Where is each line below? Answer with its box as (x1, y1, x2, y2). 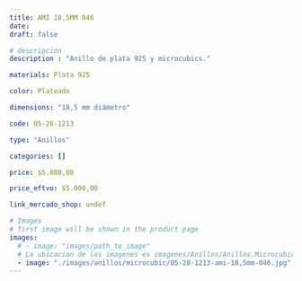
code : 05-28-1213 (9, 119, 75, 128)
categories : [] (9, 152, 67, 161)
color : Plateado (9, 87, 70, 96)
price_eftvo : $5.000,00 (9, 184, 99, 193)
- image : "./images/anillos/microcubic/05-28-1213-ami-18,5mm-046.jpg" (17, 258, 292, 268)
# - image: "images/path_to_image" (17, 241, 151, 250)
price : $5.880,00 (9, 168, 75, 177)
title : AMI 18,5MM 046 (9, 13, 94, 22)
